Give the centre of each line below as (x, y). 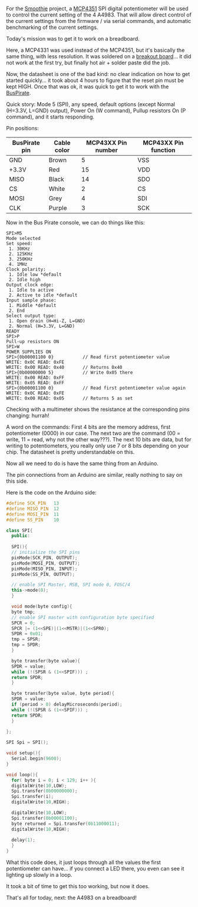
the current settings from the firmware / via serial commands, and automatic (99, 21)
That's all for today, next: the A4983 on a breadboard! (72, 898)
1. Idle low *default (35, 275)
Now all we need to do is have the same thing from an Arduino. (82, 463)
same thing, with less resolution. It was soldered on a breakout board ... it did (99, 56)
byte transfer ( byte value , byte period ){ (63, 694)
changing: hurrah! (28, 415)
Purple (58, 208)
